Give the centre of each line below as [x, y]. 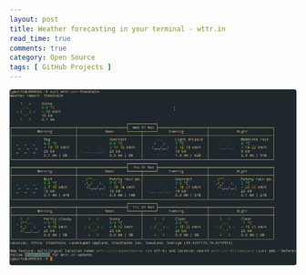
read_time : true [40, 38]
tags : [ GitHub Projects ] [61, 67]
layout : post [34, 19]
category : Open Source [52, 58]
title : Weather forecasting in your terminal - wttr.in [117, 29]
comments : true [38, 48]
